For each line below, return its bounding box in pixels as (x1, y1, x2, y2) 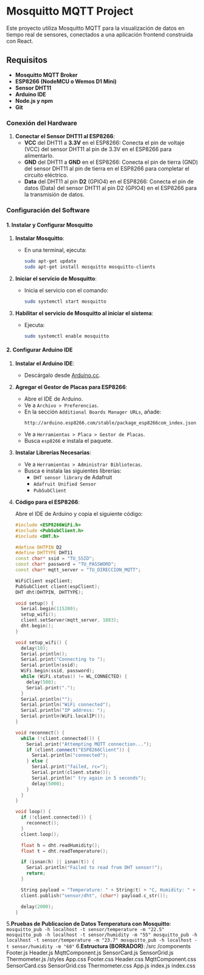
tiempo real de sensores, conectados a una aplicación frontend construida (6, 30, 193, 38)
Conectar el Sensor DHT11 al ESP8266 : (15, 133, 115, 140)
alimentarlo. (24, 152, 54, 160)
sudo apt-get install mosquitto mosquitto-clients (24, 264, 156, 270)
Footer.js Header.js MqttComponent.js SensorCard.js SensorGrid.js (6, 949, 174, 957)
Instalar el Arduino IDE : (15, 359, 75, 367)
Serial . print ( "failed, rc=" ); (31, 764, 108, 770)
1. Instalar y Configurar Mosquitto (6, 221, 93, 228)
